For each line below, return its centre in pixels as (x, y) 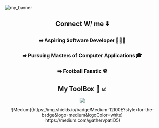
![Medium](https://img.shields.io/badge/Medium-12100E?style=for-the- (82, 109)
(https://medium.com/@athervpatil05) (82, 120)
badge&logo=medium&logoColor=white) (82, 115)
